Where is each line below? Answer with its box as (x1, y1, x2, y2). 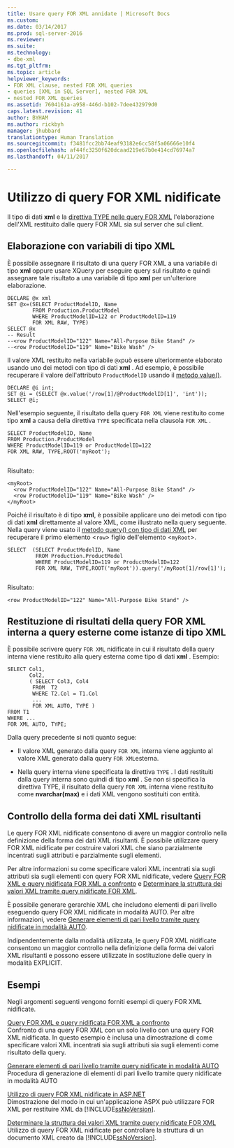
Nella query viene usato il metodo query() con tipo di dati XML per (7, 525, 198, 533)
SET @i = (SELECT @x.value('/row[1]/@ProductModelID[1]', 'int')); (7, 390, 208, 397)
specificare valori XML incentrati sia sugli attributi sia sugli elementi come (7, 1041, 219, 1049)
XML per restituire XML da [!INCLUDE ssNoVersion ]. (7, 1105, 156, 1114)
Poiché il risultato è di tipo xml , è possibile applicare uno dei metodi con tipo (7, 510, 227, 519)
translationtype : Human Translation (7, 134, 114, 141)
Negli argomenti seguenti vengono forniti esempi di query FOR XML (7, 998, 203, 1006)
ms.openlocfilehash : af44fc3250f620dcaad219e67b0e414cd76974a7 (7, 147, 196, 154)
